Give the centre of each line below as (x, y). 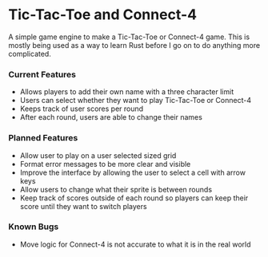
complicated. (30, 53)
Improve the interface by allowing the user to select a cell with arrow (133, 172)
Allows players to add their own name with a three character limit (127, 92)
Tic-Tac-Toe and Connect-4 (103, 15)
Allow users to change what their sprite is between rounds (116, 189)
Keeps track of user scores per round (82, 109)
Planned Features (43, 138)
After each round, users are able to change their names (111, 117)
